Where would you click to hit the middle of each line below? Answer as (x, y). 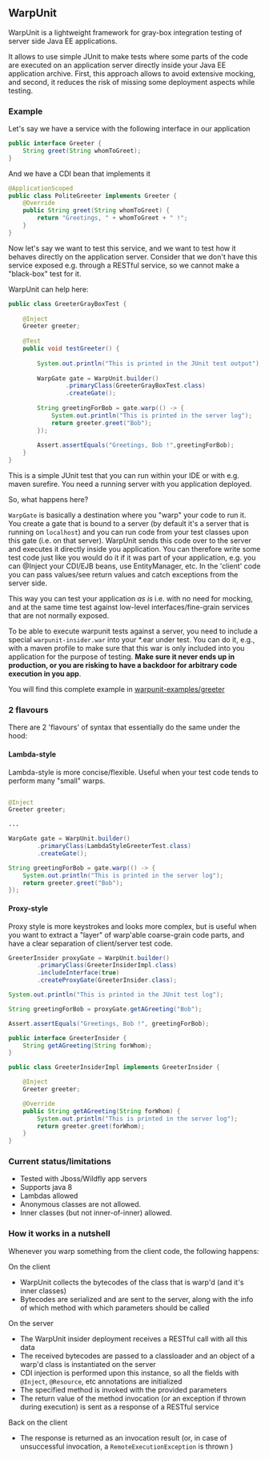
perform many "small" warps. (57, 781)
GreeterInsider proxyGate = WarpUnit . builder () (89, 958)
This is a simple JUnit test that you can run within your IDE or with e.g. (124, 476)
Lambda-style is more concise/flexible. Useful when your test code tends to (133, 772)
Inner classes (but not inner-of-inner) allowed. (96, 1213)
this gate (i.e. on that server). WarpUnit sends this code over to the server (130, 541)
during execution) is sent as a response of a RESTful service (119, 1407)
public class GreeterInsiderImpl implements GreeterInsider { (114, 1067)
